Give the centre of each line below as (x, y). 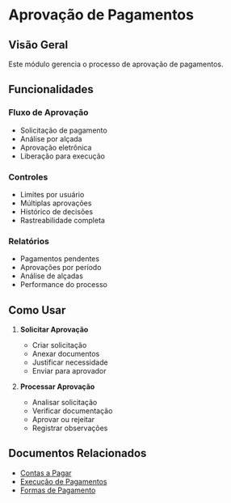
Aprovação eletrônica (56, 147)
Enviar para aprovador (69, 371)
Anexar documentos (66, 354)
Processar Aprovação (57, 387)
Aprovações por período (61, 268)
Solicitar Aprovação (54, 330)
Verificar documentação (72, 411)
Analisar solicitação (65, 403)
